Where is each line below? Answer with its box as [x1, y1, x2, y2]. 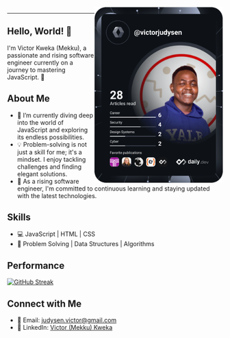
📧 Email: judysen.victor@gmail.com [16, 316, 117, 324]
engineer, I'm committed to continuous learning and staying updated [16, 184, 210, 193]
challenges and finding [16, 162, 82, 171]
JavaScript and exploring [16, 125, 88, 134]
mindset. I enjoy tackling [16, 155, 86, 163]
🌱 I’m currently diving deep [16, 111, 94, 119]
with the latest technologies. [16, 191, 97, 200]
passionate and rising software [7, 51, 94, 59]
